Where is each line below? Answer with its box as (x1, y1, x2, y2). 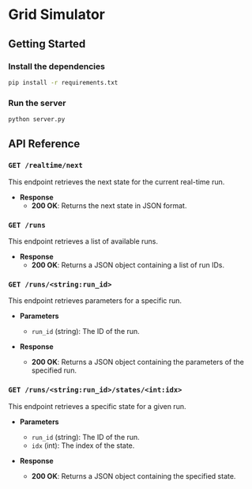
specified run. (31, 366, 77, 375)
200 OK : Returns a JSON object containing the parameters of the (31, 358, 245, 367)
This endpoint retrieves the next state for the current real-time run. (8, 176, 225, 187)
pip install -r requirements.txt (8, 78, 118, 86)
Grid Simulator (8, 6, 105, 24)
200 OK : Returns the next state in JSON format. (31, 200, 187, 210)
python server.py (8, 116, 66, 123)
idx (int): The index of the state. (31, 441, 135, 450)
